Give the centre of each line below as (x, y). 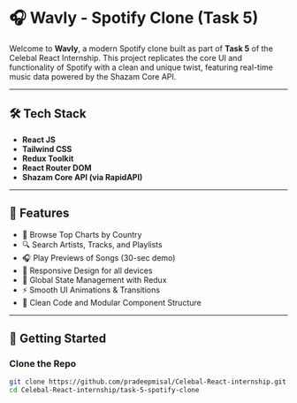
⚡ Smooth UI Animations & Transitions (91, 290)
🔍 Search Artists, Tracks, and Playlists (92, 244)
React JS (38, 140)
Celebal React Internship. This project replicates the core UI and (126, 57)
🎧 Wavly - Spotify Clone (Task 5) (134, 18)
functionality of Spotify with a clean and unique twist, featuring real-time (141, 67)
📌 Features (39, 213)
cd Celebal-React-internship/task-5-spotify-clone (104, 391)
